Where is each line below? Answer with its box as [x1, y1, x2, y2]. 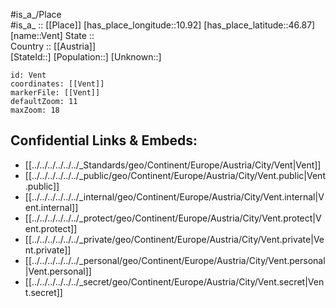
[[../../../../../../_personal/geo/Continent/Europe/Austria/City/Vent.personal [24, 254, 326, 266]
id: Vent [10, 70, 47, 80]
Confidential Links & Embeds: [10, 132, 198, 149]
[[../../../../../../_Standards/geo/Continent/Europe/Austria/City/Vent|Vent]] [24, 159, 322, 171]
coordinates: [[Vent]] [10, 79, 105, 89]
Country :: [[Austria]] [10, 40, 97, 52]
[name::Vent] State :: [10, 30, 95, 41]
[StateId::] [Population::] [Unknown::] [10, 51, 162, 63]
